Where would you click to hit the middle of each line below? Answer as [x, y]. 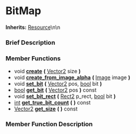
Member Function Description [49, 124]
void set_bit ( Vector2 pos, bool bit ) [58, 84]
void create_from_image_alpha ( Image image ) [72, 77]
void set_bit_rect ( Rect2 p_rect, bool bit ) [65, 96]
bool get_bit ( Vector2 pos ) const [55, 90]
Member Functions [33, 58]
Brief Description [30, 43]
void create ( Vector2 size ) [47, 71]
